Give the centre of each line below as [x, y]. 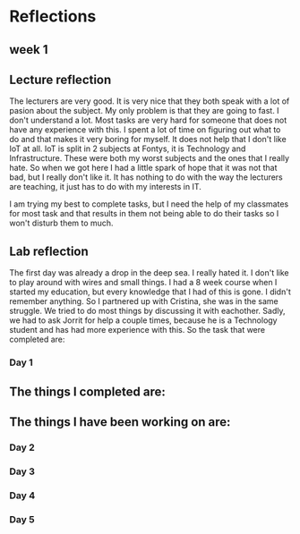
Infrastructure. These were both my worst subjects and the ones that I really [149, 158]
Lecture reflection [60, 79]
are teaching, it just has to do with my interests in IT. [105, 187]
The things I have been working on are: [120, 422]
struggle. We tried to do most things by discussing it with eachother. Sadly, [147, 311]
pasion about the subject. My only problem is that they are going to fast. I [144, 111]
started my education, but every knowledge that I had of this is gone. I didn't [150, 292]
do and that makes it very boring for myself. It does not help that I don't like [148, 140]
